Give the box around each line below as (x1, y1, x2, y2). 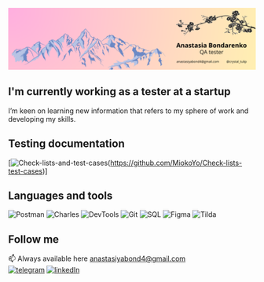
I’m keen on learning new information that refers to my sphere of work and (8, 106, 249, 115)
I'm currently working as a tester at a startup (8, 85, 231, 98)
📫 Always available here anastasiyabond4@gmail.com (8, 254, 186, 263)
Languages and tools (8, 189, 113, 203)
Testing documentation (8, 137, 125, 151)
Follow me (8, 233, 60, 246)
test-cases (8, 166, 43, 176)
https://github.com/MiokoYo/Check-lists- (109, 158, 243, 167)
